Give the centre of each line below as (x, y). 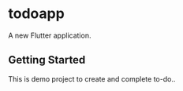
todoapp (36, 14)
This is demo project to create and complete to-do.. (92, 78)
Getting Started (47, 60)
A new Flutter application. (50, 35)
